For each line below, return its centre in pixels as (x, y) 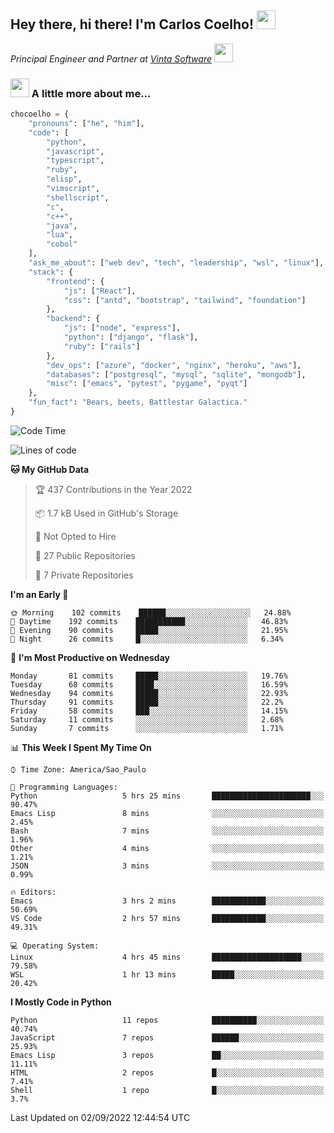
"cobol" (62, 244)
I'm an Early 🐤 (39, 594)
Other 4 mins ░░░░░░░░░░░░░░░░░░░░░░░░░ (167, 848)
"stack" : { (51, 272)
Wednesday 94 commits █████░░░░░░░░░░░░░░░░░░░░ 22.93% (149, 693)
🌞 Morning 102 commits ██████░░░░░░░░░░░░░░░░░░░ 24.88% (151, 612)
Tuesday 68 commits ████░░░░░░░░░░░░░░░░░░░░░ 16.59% (149, 684)
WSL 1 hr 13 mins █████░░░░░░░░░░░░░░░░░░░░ (167, 974)
